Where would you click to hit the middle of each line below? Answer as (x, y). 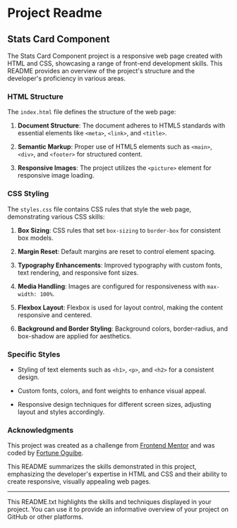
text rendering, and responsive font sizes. (78, 272)
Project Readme (55, 13)
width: (27, 294)
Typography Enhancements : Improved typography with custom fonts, (120, 265)
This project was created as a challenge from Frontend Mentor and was (111, 446)
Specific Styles (34, 354)
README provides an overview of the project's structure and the (101, 71)
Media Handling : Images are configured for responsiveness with (111, 286)
